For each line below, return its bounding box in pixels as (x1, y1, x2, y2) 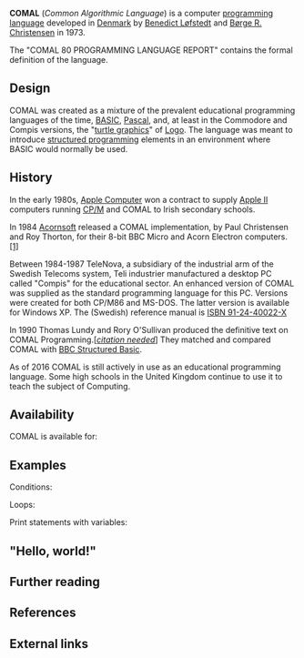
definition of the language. (9, 55, 109, 65)
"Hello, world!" (9, 543, 97, 559)
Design (9, 81, 51, 96)
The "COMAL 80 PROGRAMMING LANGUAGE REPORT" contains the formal (9, 45, 293, 56)
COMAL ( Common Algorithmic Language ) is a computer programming (9, 8, 273, 18)
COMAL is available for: (9, 431, 98, 442)
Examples (9, 457, 66, 472)
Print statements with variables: (9, 517, 128, 528)
